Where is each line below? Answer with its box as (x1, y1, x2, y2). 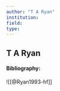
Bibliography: (6, 64, 41, 72)
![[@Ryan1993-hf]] (6, 78, 52, 85)
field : (6, 20, 23, 26)
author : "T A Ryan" (6, 8, 55, 15)
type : (6, 25, 20, 32)
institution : (6, 14, 39, 20)
